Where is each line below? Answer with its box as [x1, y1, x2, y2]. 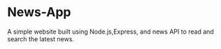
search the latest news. [7, 34, 75, 43]
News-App [7, 4, 71, 20]
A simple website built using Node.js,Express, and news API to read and [7, 27, 215, 36]
